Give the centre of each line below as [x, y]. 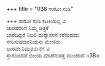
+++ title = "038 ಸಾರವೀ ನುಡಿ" [40, 9]
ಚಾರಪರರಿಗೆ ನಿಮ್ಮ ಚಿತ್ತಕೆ [28, 28]
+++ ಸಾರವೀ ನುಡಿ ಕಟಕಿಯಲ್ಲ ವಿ [36, 21]
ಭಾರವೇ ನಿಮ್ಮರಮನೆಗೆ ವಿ [28, 49]
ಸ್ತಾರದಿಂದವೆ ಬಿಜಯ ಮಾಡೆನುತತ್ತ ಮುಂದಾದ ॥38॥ [53, 55]
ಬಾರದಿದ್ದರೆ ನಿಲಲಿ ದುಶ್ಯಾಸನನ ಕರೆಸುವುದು [43, 35]
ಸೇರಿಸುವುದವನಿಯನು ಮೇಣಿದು [34, 42]
